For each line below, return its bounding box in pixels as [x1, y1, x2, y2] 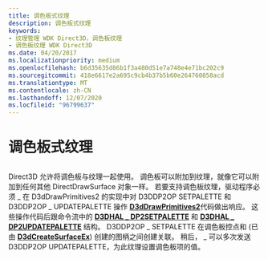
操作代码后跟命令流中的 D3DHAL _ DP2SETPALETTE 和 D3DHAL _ [14, 212, 235, 221]
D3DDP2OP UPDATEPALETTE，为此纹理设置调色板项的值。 [8, 241, 205, 251]
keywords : [8, 26, 42, 34]
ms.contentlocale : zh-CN [8, 86, 91, 95]
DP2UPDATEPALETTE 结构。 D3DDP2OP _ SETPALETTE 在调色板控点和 [8, 221, 247, 231]
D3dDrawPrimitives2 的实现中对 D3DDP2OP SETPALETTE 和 [31, 192, 231, 201]
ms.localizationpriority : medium [8, 57, 120, 65]
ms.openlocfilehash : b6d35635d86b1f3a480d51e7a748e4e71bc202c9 [8, 64, 225, 72]
